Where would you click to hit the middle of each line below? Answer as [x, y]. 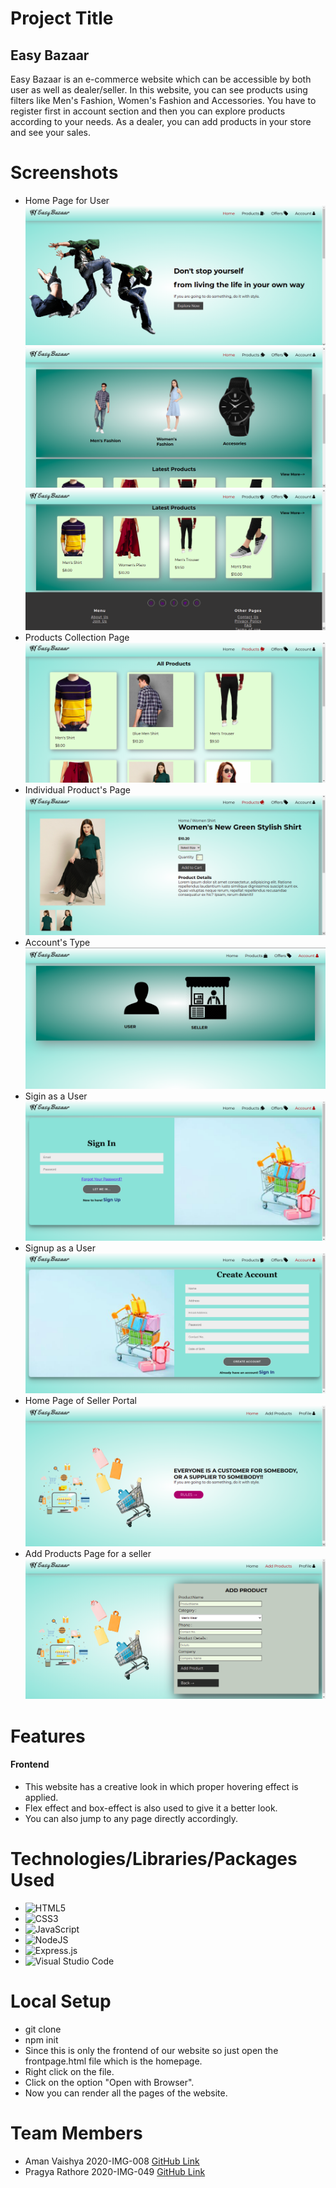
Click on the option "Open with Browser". [109, 2082]
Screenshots [64, 173]
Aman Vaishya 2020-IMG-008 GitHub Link [112, 2161]
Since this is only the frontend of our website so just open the [151, 2050]
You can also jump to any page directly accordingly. [131, 1818]
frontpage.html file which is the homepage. [113, 2061]
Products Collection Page [77, 637]
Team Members [76, 2133]
